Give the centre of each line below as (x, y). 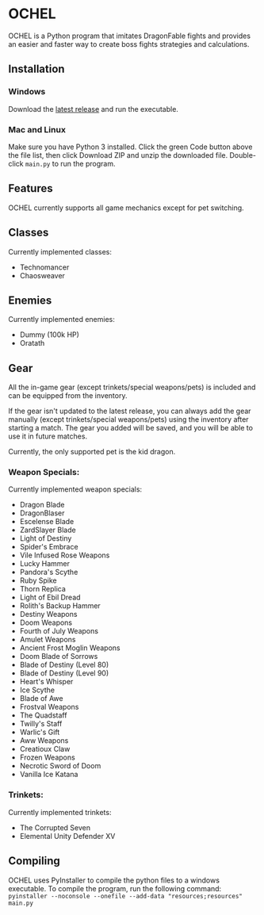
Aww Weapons (44, 741)
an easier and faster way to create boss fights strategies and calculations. (129, 44)
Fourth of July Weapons (59, 631)
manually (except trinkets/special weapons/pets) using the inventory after (128, 419)
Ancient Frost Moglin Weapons (70, 648)
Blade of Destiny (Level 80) (64, 665)
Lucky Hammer (44, 564)
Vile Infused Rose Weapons (65, 555)
